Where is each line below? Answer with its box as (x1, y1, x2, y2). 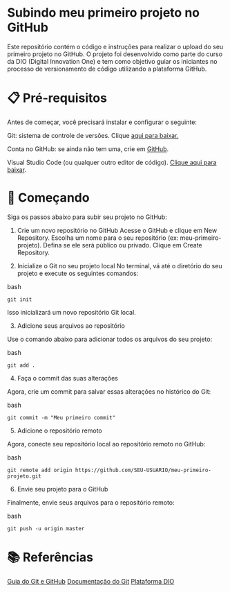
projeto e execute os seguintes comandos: (17, 269, 139, 277)
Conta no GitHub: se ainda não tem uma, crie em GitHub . (7, 144, 169, 153)
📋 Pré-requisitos (7, 90, 107, 106)
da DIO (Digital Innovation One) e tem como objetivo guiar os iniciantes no (7, 57, 218, 65)
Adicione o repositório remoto (17, 426, 102, 435)
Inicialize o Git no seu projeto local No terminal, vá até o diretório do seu (17, 261, 222, 270)
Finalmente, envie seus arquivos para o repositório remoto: (7, 498, 175, 507)
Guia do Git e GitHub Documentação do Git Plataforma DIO (7, 577, 175, 585)
